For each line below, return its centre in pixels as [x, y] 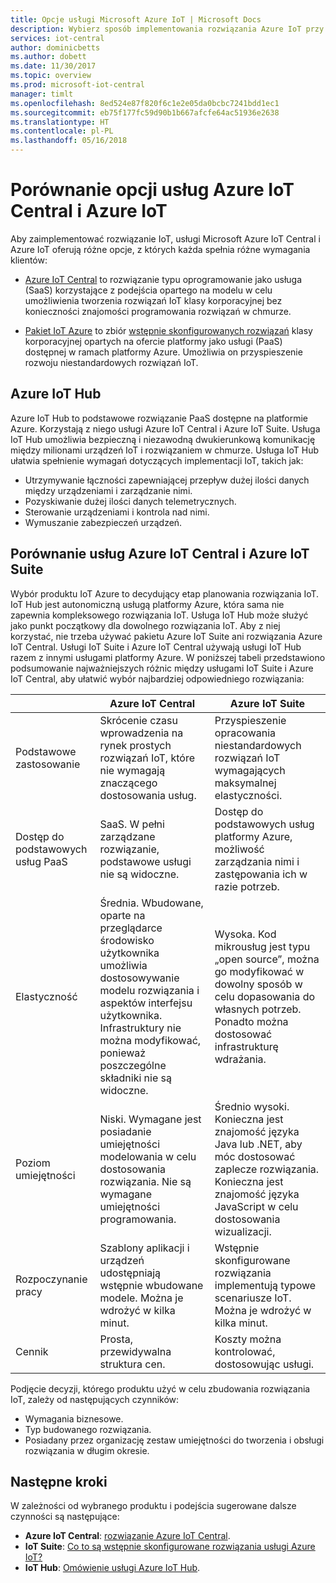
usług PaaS [41, 861]
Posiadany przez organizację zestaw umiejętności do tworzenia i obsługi [174, 1440]
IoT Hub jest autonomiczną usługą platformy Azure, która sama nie [147, 604]
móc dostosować [255, 1156]
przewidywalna [135, 1351]
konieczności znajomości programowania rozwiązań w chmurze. [158, 311]
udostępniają [130, 1273]
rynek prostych [135, 745]
